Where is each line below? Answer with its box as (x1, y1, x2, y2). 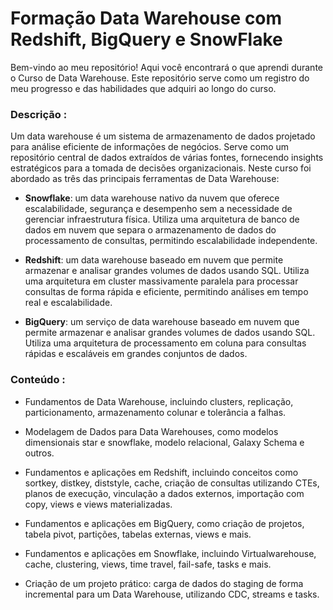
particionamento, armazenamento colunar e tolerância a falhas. (24, 406, 287, 418)
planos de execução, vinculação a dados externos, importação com (24, 487, 305, 499)
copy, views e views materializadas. (24, 498, 173, 510)
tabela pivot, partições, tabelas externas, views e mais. (24, 528, 252, 540)
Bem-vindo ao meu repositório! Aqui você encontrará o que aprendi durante (10, 61, 323, 73)
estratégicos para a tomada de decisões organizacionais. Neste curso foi (10, 162, 312, 174)
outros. (24, 447, 55, 459)
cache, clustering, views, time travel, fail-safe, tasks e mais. (24, 558, 272, 570)
